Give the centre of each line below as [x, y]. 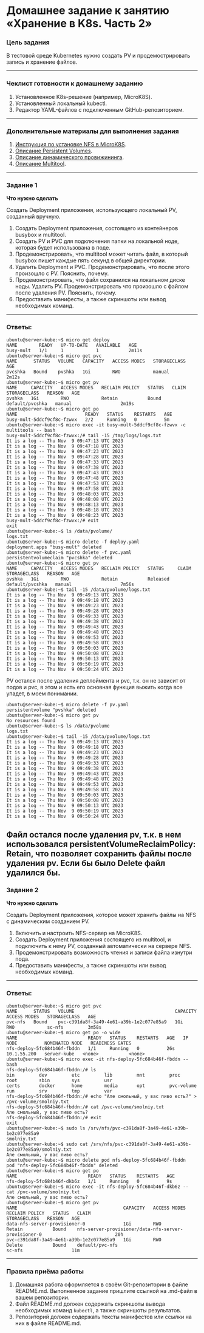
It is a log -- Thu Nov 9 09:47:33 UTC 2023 [65, 462]
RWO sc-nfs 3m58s [54, 1027]
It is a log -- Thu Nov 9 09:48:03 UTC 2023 [65, 494]
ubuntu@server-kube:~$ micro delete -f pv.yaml [68, 704]
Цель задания [28, 43]
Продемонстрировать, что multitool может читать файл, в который [101, 254]
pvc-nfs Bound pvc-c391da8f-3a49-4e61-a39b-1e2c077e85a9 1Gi [95, 1022]
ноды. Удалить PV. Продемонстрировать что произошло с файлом [102, 287]
